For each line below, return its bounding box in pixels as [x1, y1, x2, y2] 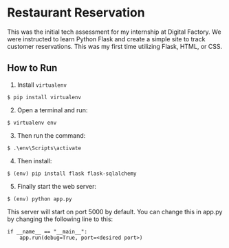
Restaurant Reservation [7, 5, 146, 21]
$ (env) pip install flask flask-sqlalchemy [7, 170, 137, 177]
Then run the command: [17, 131, 86, 139]
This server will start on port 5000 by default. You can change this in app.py [7, 207, 223, 216]
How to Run [7, 62, 58, 74]
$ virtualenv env [7, 119, 57, 126]
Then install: [17, 156, 52, 165]
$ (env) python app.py [7, 195, 72, 203]
